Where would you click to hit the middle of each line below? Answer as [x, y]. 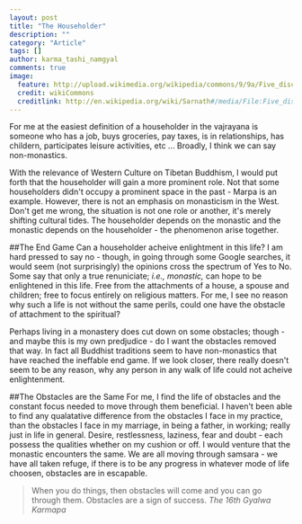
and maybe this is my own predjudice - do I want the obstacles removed [143, 342]
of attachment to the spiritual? [65, 315]
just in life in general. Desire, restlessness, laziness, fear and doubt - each [146, 435]
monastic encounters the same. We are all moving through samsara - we [144, 454]
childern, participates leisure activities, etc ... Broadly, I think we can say [143, 146]
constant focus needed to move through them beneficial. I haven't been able [151, 406]
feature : [34, 84]
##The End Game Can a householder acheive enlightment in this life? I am [146, 247]
